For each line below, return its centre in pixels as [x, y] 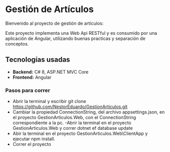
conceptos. [17, 43]
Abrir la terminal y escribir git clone [49, 102]
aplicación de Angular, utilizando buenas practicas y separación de [75, 38]
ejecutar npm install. [34, 139]
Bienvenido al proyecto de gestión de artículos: [55, 23]
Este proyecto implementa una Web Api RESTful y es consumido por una [81, 33]
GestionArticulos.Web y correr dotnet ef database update [73, 128]
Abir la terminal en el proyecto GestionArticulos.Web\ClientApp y [80, 134]
